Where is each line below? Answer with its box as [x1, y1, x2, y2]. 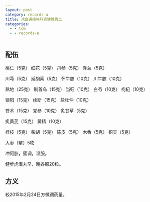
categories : [5, 21, 30, 27]
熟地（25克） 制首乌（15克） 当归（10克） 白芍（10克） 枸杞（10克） [5, 86, 148, 92]
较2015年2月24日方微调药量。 [5, 191, 68, 197]
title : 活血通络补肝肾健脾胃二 [5, 17, 62, 22]
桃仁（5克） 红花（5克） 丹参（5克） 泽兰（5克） [5, 65, 108, 71]
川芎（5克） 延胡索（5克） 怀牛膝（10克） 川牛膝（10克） [5, 75, 124, 81]
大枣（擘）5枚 [5, 139, 35, 146]
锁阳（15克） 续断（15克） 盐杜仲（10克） [5, 96, 92, 103]
